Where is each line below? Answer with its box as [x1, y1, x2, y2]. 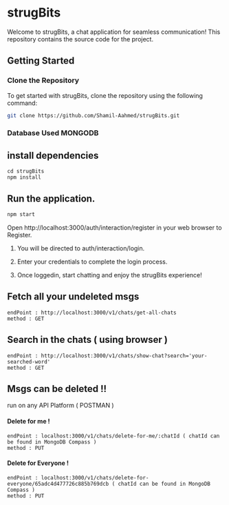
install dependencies [7, 150, 99, 161]
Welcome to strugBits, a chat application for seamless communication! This [7, 28, 221, 36]
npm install [7, 174, 41, 181]
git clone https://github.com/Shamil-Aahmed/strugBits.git [7, 112, 180, 119]
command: [7, 99, 38, 107]
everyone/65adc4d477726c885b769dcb [7, 480, 109, 487]
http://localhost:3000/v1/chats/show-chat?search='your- [41, 352, 208, 359]
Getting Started [7, 55, 75, 67]
